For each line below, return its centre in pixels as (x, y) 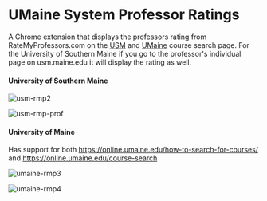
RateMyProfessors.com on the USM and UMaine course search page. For (129, 45)
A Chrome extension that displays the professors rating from (108, 37)
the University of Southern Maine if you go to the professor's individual (125, 53)
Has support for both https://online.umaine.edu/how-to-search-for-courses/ (133, 150)
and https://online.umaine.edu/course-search (83, 158)
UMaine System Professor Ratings (124, 15)
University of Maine (42, 132)
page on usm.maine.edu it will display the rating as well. (100, 62)
